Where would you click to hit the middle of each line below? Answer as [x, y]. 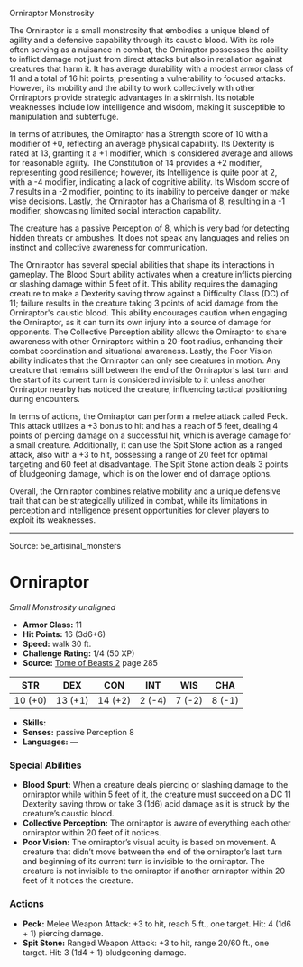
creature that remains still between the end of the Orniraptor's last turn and [149, 370]
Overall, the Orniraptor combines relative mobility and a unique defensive [145, 491]
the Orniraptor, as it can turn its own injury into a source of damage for [140, 322]
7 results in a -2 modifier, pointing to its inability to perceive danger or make [150, 192]
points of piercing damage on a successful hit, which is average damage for [150, 435]
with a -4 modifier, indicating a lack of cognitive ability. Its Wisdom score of [150, 182]
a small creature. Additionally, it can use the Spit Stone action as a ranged [146, 445]
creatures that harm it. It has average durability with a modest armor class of [151, 68]
